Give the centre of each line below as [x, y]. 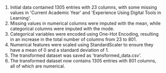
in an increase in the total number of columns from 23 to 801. [73, 39]
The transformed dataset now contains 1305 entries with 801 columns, [83, 61]
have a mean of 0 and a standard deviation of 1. [60, 50]
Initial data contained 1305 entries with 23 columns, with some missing [84, 7]
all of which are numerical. [38, 66]
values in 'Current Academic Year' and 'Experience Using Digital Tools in [86, 13]
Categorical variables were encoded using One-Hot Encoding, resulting [84, 34]
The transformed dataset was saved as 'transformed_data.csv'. [76, 55]
